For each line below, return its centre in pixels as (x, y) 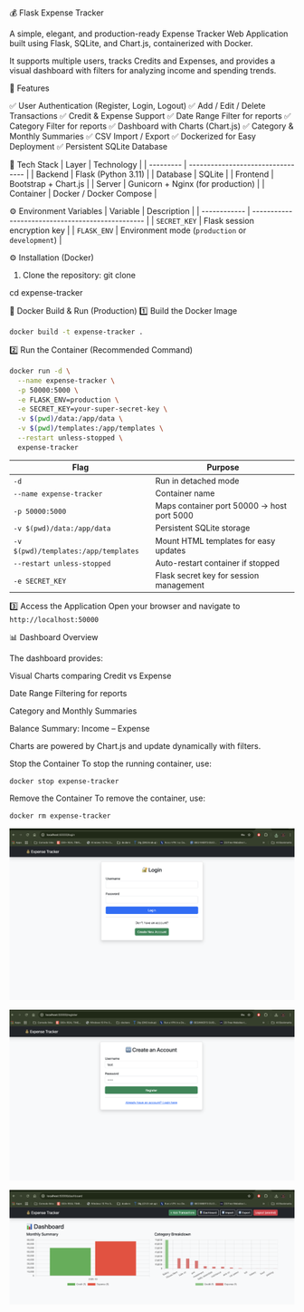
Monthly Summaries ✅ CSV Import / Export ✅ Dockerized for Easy (133, 136)
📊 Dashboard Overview (54, 637)
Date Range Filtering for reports (68, 693)
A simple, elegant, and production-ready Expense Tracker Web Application (149, 34)
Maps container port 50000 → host (221, 505)
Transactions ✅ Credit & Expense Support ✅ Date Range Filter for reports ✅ (150, 116)
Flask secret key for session (207, 575)
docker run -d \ (40, 371)
